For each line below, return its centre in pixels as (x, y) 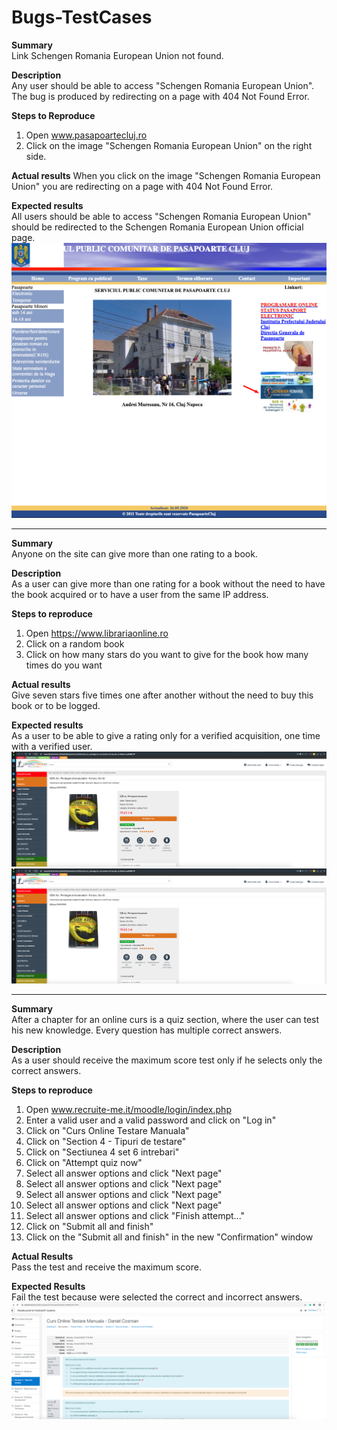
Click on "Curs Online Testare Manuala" (107, 1130)
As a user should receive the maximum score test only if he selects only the (167, 1060)
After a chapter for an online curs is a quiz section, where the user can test (165, 1019)
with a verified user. (52, 747)
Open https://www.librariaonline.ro (97, 633)
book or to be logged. (56, 706)
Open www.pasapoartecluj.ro (86, 135)
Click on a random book (75, 644)
